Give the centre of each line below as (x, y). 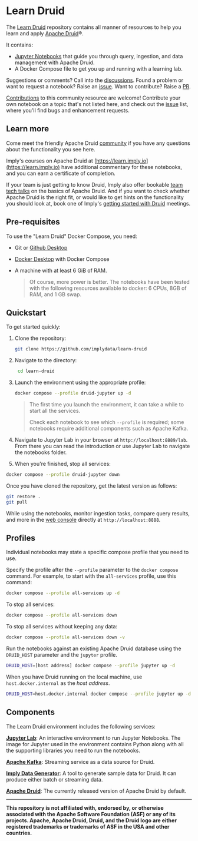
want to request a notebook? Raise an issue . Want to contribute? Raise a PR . (99, 86)
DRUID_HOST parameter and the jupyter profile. (62, 655)
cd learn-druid (36, 371)
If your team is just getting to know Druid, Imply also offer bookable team (95, 184)
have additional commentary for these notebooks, (122, 167)
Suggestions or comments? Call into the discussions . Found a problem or (95, 80)
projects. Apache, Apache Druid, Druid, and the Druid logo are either (91, 820)
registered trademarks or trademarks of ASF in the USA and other (88, 826)
